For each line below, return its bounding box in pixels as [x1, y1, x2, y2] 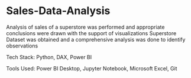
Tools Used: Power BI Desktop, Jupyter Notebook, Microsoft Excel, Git [6, 65, 177, 72]
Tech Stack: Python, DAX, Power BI [6, 53, 92, 60]
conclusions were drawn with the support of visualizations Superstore [6, 29, 177, 36]
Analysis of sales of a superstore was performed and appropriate [6, 23, 165, 30]
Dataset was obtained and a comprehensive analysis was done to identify [6, 36, 186, 43]
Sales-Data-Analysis [6, 4, 111, 18]
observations [6, 42, 38, 49]
